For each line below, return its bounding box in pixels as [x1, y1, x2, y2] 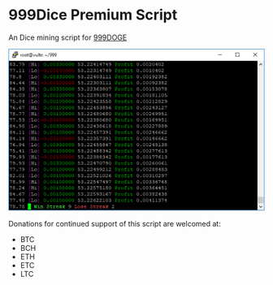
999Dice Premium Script [8, 6, 178, 24]
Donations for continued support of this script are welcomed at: [8, 219, 221, 229]
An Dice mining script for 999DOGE [8, 32, 128, 42]
